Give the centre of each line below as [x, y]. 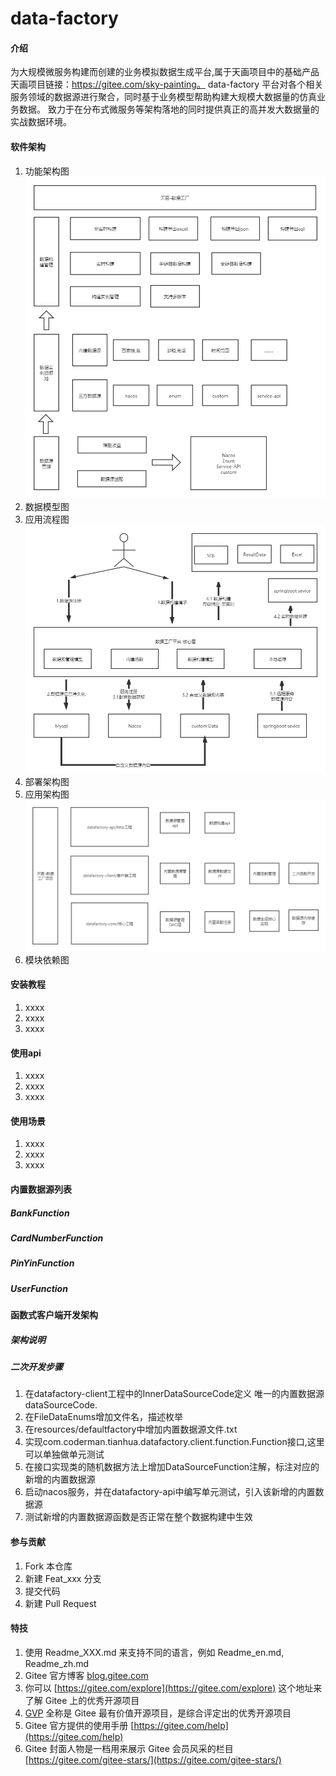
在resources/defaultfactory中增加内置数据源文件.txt [131, 1429]
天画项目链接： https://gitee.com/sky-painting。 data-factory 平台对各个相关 [167, 84]
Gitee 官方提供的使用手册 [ [79, 1725]
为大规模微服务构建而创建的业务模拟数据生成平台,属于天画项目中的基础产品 [165, 72]
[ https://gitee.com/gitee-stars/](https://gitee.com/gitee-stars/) [153, 1759]
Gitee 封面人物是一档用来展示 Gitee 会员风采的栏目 [129, 1748]
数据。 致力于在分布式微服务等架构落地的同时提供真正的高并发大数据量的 [169, 109]
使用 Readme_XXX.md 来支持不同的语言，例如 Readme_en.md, [154, 1652]
